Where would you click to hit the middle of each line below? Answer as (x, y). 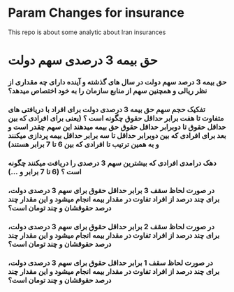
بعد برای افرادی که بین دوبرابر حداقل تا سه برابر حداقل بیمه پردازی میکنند (117, 135)
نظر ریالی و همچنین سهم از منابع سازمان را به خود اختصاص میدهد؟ (108, 91)
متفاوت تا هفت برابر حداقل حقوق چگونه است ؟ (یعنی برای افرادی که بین (116, 118)
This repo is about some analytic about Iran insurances (87, 32)
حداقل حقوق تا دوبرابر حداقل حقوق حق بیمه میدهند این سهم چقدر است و (117, 127)
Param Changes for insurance (96, 13)
